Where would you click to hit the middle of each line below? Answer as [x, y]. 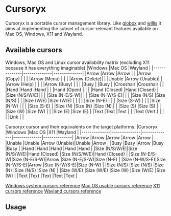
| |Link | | [15, 117]
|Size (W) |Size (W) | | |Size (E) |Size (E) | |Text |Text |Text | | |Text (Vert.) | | [85, 111]
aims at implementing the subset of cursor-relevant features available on [82, 28]
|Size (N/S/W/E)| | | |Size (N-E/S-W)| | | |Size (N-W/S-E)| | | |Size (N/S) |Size [85, 95]
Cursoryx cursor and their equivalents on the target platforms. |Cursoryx [81, 126]
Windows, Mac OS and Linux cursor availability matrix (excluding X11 [77, 62]
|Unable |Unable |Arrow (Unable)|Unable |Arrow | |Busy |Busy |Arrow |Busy [85, 143]
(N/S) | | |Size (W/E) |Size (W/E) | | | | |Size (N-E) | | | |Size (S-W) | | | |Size [83, 100]
